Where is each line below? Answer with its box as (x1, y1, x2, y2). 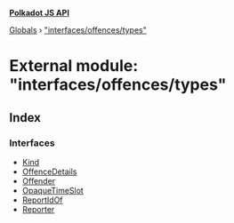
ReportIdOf (21, 195, 64, 205)
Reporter (21, 203, 55, 214)
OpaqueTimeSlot (21, 185, 85, 195)
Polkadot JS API (9, 8, 69, 18)
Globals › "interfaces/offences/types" (9, 25, 147, 35)
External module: (9, 56, 139, 76)
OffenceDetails (21, 166, 77, 177)
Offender (21, 175, 56, 186)
